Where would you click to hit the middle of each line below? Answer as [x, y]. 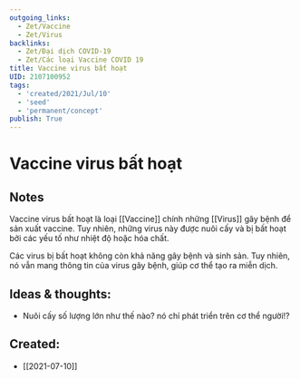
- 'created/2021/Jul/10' [64, 93]
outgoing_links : [40, 18]
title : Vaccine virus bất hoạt [68, 69]
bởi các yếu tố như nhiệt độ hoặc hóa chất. [89, 238]
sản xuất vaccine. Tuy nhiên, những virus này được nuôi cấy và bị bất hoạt [148, 228]
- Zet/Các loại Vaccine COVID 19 [81, 60]
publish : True [36, 119]
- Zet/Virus [40, 34]
